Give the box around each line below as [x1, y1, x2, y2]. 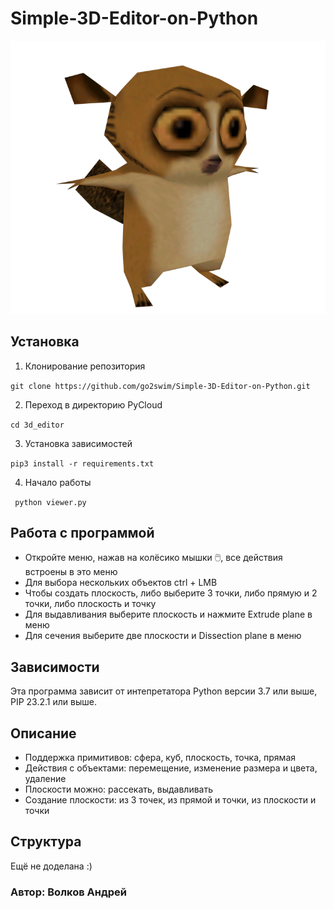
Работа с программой [10, 524, 155, 541]
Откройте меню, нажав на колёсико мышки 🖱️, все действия [24, 552, 283, 564]
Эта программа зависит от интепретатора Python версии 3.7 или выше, [10, 685, 318, 697]
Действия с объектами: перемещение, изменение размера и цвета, [24, 762, 318, 774]
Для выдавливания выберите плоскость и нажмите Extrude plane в [24, 608, 313, 621]
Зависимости [10, 658, 100, 676]
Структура [10, 833, 82, 851]
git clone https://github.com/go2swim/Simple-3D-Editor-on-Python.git [10, 381, 311, 391]
